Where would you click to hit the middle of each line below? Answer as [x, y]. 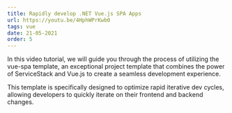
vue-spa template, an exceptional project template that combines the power [116, 67]
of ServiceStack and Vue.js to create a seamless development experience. [114, 74]
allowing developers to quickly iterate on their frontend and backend [105, 95]
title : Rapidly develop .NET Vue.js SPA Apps [74, 14]
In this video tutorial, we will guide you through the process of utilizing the [113, 59]
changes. [21, 102]
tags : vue [22, 26]
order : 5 [20, 40]
